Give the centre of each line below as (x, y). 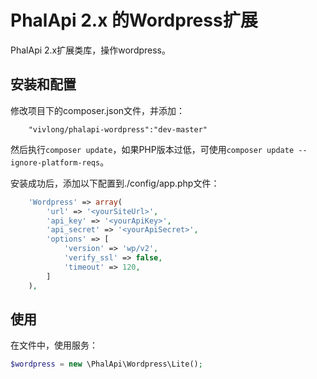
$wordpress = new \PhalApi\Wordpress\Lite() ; (106, 364)
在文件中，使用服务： (54, 345)
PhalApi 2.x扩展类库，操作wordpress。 (91, 50)
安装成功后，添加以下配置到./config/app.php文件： (115, 183)
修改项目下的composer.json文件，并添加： (98, 110)
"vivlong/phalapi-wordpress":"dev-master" (118, 129)
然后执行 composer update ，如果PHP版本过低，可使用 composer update (152, 149)
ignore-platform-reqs (55, 162)
